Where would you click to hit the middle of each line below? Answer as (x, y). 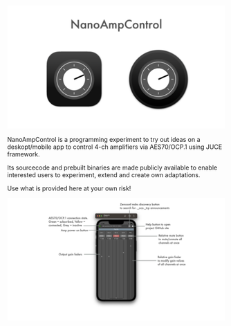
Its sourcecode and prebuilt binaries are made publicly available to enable (112, 167)
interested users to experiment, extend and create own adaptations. (104, 174)
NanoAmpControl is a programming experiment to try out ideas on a (104, 139)
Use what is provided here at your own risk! (69, 188)
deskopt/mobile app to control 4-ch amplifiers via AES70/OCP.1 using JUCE (115, 147)
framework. (24, 154)
